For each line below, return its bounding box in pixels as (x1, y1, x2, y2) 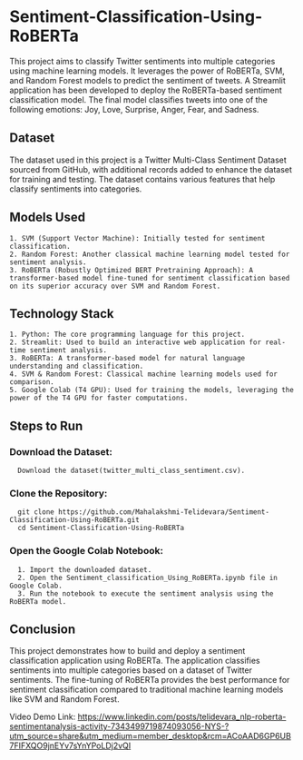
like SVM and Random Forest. (9, 694, 120, 705)
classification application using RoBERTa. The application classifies (9, 656, 260, 666)
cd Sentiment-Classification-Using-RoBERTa (17, 524, 184, 533)
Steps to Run (9, 418, 83, 433)
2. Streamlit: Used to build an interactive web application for (9, 338, 261, 347)
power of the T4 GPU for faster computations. (9, 393, 189, 403)
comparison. (9, 378, 54, 387)
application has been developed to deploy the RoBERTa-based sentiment (9, 84, 283, 95)
